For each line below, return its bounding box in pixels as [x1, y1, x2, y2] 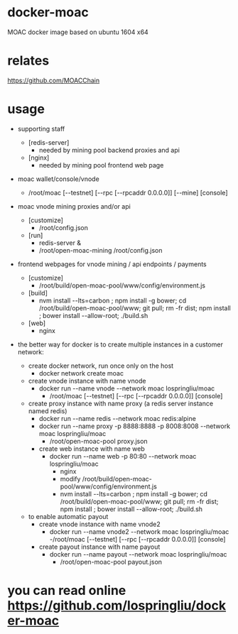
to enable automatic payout [28, 512, 109, 520]
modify [60, 474, 81, 483]
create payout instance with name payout [38, 542, 161, 551]
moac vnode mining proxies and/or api [17, 202, 131, 210]
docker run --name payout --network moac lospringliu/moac [49, 550, 227, 558]
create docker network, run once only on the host [28, 361, 174, 370]
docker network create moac [38, 368, 124, 377]
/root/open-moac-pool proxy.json [49, 437, 148, 445]
